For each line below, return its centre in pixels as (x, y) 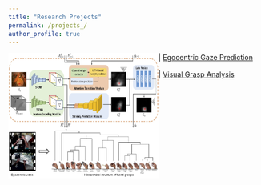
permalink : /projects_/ (48, 25)
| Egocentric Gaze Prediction (206, 58)
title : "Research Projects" (55, 17)
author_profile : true (44, 34)
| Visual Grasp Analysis (197, 74)
